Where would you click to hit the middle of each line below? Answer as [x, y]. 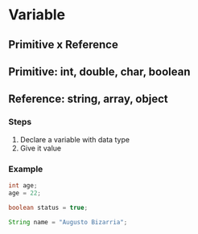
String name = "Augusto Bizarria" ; [68, 222]
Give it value [41, 148]
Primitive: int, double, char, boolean [99, 71]
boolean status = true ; [48, 207]
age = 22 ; [25, 193]
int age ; [23, 185]
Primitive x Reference [63, 45]
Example [26, 169]
